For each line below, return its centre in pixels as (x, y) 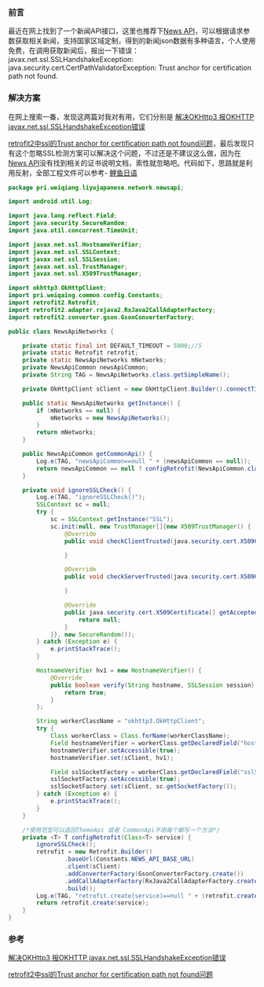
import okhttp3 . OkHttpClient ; (58, 288)
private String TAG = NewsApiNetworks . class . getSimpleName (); (126, 375)
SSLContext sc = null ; (73, 505)
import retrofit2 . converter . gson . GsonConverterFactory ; (101, 317)
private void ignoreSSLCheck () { (77, 490)
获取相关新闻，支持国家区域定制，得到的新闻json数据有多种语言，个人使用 (135, 41)
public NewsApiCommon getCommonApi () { (88, 454)
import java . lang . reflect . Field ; (63, 216)
